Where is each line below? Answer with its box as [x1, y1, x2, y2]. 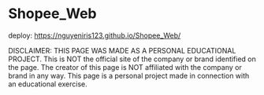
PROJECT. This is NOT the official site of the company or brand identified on [8, 54, 256, 64]
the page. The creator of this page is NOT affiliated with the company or [8, 62, 242, 71]
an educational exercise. [8, 79, 88, 89]
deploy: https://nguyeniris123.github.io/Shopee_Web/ [8, 31, 181, 40]
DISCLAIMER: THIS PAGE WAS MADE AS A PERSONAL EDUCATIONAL [8, 46, 236, 55]
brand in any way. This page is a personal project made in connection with [8, 71, 250, 80]
